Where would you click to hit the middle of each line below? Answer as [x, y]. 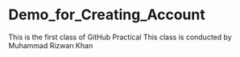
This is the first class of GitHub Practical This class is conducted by [120, 37]
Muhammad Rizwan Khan [51, 45]
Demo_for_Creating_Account [107, 15]
